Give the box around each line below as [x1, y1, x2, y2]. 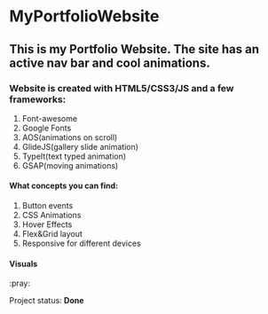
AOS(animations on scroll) [21, 131, 118, 143]
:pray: [9, 278, 31, 289]
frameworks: [9, 93, 67, 106]
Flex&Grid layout [21, 229, 83, 239]
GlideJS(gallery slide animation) [21, 141, 139, 152]
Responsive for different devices [21, 238, 142, 249]
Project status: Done [9, 295, 84, 306]
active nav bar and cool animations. [9, 55, 210, 70]
